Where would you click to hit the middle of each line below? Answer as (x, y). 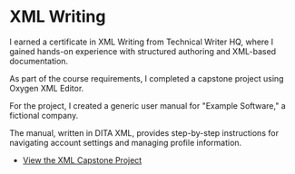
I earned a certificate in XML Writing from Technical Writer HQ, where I (142, 42)
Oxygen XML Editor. (47, 88)
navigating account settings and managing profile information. (126, 142)
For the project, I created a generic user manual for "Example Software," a (147, 105)
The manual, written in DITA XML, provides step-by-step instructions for (144, 132)
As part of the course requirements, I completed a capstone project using (147, 78)
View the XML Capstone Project (82, 159)
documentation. (39, 61)
